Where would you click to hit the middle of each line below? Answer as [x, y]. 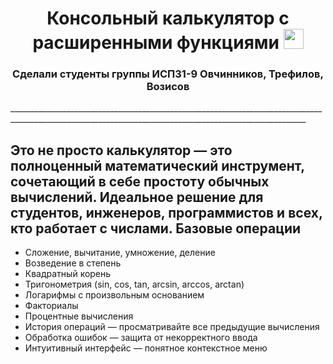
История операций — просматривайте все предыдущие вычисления [172, 327]
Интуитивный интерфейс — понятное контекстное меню [146, 348]
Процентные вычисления [79, 316]
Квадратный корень [68, 274]
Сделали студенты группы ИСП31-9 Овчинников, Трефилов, [168, 74]
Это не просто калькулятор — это [121, 150]
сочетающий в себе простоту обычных [140, 181]
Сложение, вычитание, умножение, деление [120, 253]
